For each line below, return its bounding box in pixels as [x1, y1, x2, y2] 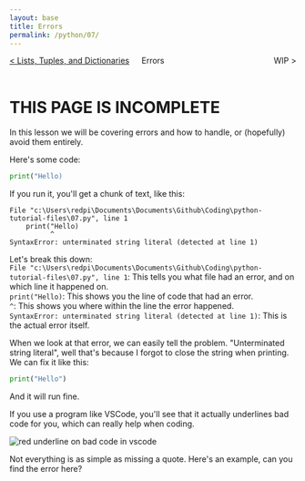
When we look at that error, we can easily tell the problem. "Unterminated [9, 338, 285, 349]
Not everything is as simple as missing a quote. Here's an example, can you [9, 454, 293, 465]
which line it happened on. [9, 281, 109, 292]
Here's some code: [9, 154, 81, 165]
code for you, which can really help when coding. [9, 418, 195, 429]
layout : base [9, 13, 59, 23]
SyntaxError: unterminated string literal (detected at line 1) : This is [9, 311, 288, 322]
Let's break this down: [9, 254, 93, 265]
